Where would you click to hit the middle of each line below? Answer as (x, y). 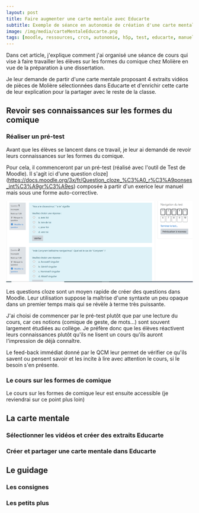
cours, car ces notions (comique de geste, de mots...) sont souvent (88, 322)
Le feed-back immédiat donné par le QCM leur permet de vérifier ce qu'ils (97, 352)
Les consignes (28, 487)
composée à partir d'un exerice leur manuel (130, 186)
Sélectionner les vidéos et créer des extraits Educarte (85, 435)
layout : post (22, 12)
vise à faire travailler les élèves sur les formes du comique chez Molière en (97, 62)
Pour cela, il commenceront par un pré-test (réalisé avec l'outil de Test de (96, 167)
